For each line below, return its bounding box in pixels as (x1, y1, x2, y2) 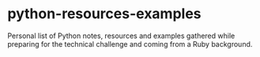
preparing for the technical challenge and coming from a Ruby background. (7, 39, 253, 48)
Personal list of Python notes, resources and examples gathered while (7, 31, 236, 40)
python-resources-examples (7, 5, 202, 23)
